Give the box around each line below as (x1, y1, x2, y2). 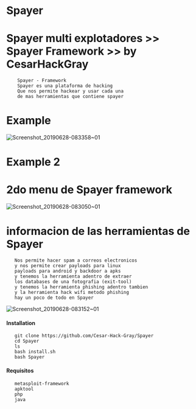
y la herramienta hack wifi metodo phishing (14, 290, 130, 296)
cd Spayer (14, 338, 40, 344)
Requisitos (6, 366, 34, 374)
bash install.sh (14, 349, 56, 355)
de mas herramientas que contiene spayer (17, 94, 124, 100)
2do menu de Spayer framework (6, 183, 172, 197)
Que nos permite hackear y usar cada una (17, 88, 124, 94)
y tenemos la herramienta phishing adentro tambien (14, 284, 149, 290)
